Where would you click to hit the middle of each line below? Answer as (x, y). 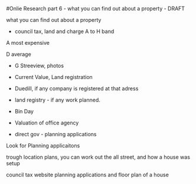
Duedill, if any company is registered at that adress (76, 88)
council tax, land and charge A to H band (64, 31)
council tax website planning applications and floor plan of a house (88, 175)
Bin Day (24, 111)
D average (19, 54)
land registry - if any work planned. (57, 100)
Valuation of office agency (47, 123)
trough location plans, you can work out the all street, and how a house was (98, 157)
